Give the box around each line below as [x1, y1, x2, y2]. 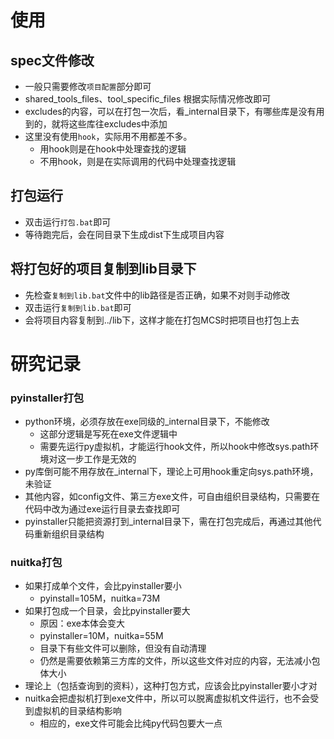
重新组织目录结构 [33, 528, 105, 540]
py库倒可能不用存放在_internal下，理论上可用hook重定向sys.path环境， [24, 466, 319, 478]
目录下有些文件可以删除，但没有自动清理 [39, 642, 207, 655]
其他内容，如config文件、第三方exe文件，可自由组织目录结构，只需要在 [24, 491, 320, 503]
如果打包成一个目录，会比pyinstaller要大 [24, 605, 191, 617]
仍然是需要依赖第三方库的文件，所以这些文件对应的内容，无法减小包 [39, 655, 321, 667]
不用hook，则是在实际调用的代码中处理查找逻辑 [39, 156, 237, 167]
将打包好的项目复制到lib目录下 [10, 261, 197, 278]
